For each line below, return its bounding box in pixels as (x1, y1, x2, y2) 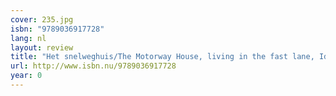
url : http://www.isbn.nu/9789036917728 (10, 61, 177, 71)
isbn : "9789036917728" (10, 24, 105, 34)
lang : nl (10, 33, 47, 43)
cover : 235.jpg (10, 14, 74, 25)
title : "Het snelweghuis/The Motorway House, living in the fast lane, (10, 52, 315, 62)
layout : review (10, 42, 74, 53)
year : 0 (10, 71, 43, 81)
